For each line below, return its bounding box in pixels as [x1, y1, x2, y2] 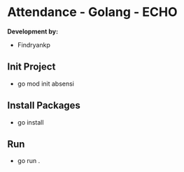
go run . [17, 157, 41, 165]
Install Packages [7, 100, 80, 111]
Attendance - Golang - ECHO [7, 4, 178, 20]
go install [17, 118, 44, 126]
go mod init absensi [17, 79, 75, 88]
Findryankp [17, 40, 50, 49]
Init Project [7, 61, 56, 73]
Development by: [7, 27, 58, 36]
